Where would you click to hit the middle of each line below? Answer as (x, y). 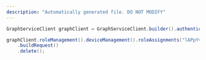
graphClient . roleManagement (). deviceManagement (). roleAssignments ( (94, 40)
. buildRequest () (38, 46)
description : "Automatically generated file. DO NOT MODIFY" (86, 12)
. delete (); (31, 51)
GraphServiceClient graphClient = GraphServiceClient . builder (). (91, 29)
